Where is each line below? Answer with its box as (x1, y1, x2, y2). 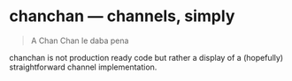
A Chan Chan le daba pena (30, 35, 129, 46)
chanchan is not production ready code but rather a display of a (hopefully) (9, 52, 284, 63)
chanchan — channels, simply (9, 6, 235, 26)
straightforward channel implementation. (9, 62, 158, 72)
